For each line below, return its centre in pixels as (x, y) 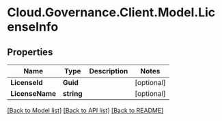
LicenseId (27, 83)
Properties (30, 52)
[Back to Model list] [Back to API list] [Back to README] (85, 110)
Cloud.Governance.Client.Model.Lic (111, 13)
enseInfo (33, 27)
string (73, 93)
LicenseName (33, 93)
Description (109, 71)
